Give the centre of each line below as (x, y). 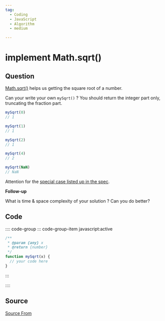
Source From (18, 313)
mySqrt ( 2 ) (15, 140)
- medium (19, 29)
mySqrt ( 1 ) (15, 126)
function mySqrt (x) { (28, 257)
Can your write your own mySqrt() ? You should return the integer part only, (83, 98)
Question (20, 76)
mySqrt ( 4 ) (15, 153)
